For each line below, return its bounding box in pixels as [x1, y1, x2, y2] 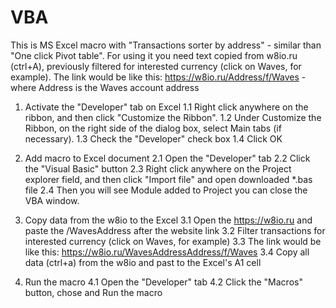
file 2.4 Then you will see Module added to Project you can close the [24, 184, 308, 196]
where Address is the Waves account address [10, 81, 200, 93]
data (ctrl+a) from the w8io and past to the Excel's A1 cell [24, 256, 262, 268]
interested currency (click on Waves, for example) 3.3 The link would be [24, 235, 322, 247]
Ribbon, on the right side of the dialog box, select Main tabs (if [24, 122, 282, 134]
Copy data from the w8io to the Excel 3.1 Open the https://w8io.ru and [24, 214, 313, 226]
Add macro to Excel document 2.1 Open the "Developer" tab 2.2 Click [24, 152, 311, 164]
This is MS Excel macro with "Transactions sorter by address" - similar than [10, 39, 322, 51]
